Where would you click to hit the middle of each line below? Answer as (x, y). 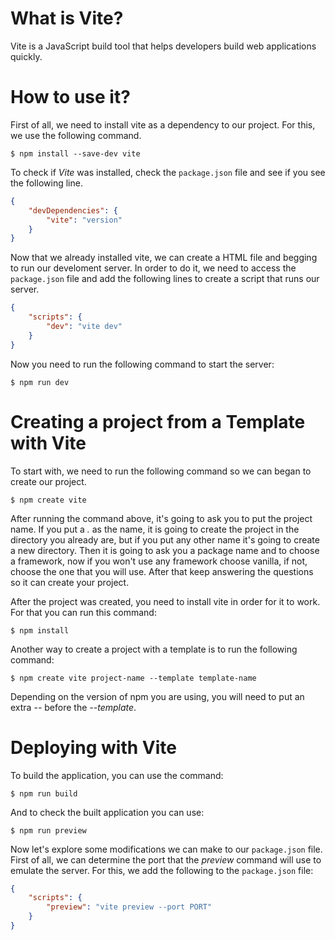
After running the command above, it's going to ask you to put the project (161, 518)
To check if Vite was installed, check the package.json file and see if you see (168, 172)
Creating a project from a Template (158, 421)
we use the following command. (76, 135)
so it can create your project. (70, 582)
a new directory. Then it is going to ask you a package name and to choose (165, 550)
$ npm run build (44, 793)
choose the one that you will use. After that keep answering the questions (162, 571)
